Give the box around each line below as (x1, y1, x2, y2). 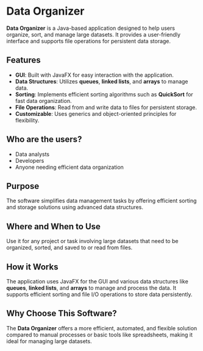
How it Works (6, 261, 59, 272)
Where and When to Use (6, 221, 101, 232)
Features (6, 55, 41, 65)
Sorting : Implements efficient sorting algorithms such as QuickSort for (15, 90, 193, 98)
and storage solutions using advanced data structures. (6, 204, 143, 211)
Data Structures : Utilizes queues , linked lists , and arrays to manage (15, 77, 188, 85)
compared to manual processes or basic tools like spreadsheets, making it (6, 331, 193, 338)
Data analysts (15, 151, 50, 158)
